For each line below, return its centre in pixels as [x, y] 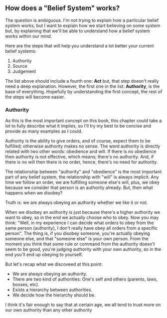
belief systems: [21, 51]
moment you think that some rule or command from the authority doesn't [80, 244]
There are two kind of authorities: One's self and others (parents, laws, [85, 279]
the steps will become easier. [35, 97]
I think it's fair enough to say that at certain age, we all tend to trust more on [83, 305]
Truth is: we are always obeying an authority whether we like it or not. [77, 203]
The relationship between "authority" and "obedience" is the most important [83, 172]
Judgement [24, 71]
